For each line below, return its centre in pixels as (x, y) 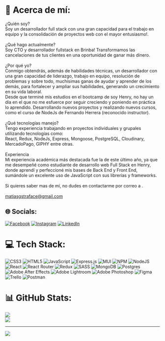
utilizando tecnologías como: (34, 133)
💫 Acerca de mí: (38, 10)
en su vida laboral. (24, 92)
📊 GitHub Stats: (39, 298)
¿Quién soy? (18, 24)
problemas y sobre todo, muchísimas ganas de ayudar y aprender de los (78, 81)
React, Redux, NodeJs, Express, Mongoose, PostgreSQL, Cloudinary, (75, 139)
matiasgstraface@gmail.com (34, 196)
